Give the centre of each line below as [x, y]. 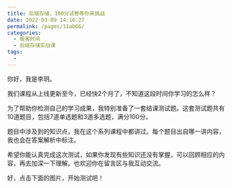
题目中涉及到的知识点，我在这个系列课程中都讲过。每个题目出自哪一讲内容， [116, 131]
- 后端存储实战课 [35, 45]
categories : [24, 33]
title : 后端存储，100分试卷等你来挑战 [56, 13]
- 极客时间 [27, 39]
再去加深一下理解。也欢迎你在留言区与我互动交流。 [91, 163]
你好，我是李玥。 [31, 79]
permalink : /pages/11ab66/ [46, 26]
